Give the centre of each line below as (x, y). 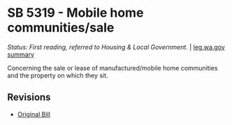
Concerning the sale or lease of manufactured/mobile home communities (113, 68)
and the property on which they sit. (58, 75)
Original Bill (34, 114)
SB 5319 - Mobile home (75, 13)
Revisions (29, 97)
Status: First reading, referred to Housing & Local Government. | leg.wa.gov (116, 47)
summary (21, 54)
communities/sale (61, 28)
